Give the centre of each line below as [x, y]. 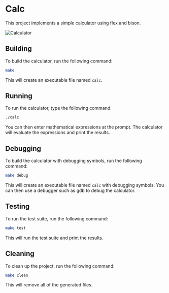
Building [19, 49]
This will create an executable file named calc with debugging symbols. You [85, 185]
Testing [18, 206]
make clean [17, 275]
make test [16, 228]
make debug [17, 176]
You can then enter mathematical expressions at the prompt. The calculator [84, 127]
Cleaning [20, 254]
